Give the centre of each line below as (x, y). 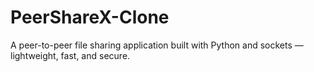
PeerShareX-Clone (90, 17)
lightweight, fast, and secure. (70, 55)
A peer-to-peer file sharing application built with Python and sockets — (157, 45)
